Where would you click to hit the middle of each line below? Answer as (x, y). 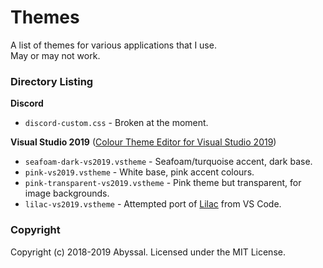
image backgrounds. (67, 193)
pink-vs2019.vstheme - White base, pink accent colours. (139, 172)
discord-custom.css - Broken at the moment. (116, 123)
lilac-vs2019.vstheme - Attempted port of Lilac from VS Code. (153, 204)
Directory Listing (52, 81)
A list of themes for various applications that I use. (113, 45)
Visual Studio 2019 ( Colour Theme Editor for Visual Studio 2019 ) (143, 142)
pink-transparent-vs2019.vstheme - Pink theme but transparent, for (163, 183)
